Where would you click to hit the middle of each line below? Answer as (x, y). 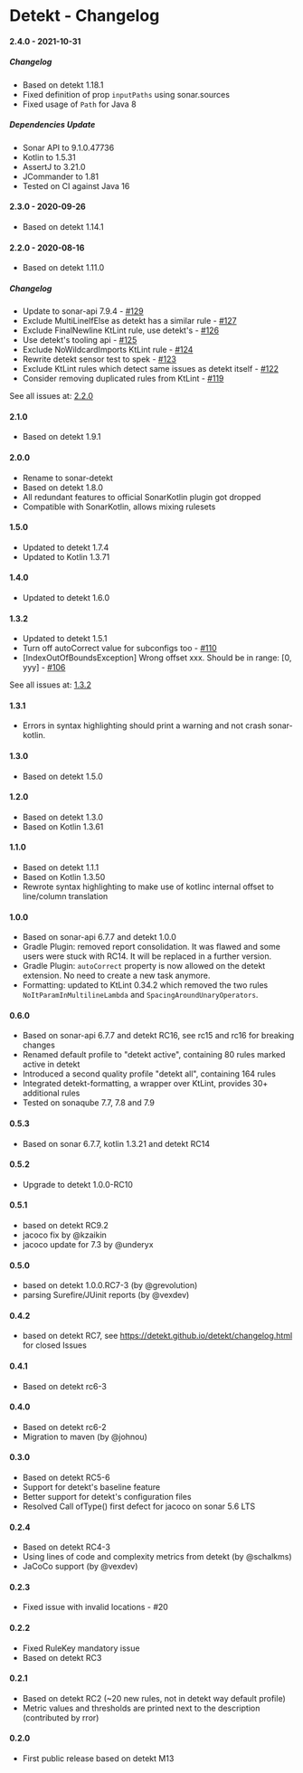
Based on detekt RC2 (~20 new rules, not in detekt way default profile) (154, 1698)
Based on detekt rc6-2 (64, 1427)
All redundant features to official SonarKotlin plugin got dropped (142, 497)
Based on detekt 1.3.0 (63, 817)
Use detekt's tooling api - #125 (80, 340)
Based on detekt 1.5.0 (62, 776)
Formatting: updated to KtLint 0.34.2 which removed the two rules (145, 985)
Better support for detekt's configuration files (107, 1496)
